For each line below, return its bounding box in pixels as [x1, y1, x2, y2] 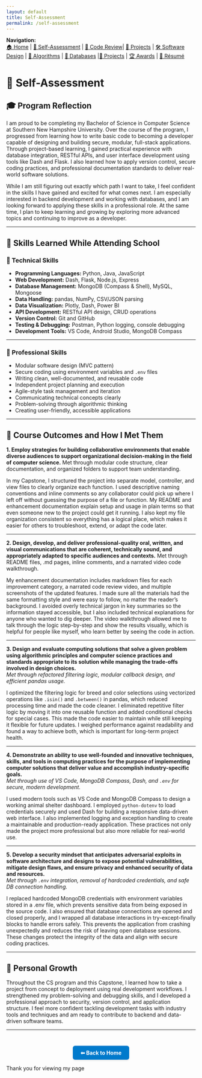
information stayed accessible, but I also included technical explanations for [6, 609, 194, 616]
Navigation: [6, 37, 36, 44]
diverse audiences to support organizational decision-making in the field [6, 452, 192, 460]
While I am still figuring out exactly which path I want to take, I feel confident [6, 182, 195, 190]
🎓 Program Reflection [6, 100, 92, 111]
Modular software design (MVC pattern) [14, 362, 114, 369]
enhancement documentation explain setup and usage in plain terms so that [6, 502, 194, 510]
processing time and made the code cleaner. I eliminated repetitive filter [6, 702, 185, 710]
